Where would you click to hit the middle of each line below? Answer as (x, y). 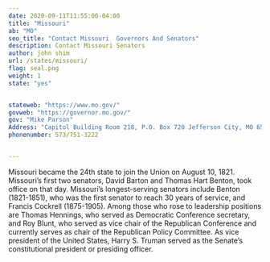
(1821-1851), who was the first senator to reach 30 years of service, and (127, 198)
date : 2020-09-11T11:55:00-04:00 (64, 16)
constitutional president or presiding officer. (81, 249)
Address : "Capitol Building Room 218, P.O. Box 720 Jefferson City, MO (131, 127)
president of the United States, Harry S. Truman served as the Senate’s (126, 240)
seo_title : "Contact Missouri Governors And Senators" (104, 38)
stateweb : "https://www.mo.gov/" (64, 105)
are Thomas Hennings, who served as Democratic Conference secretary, (129, 214)
